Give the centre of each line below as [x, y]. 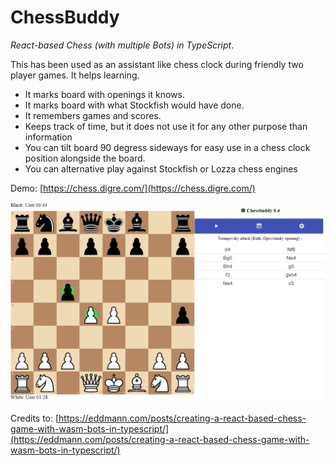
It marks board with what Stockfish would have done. [134, 105]
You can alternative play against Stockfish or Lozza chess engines [161, 168]
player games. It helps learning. [75, 75]
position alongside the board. [85, 158]
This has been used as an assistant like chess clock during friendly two [157, 64]
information [48, 137]
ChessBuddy [65, 17]
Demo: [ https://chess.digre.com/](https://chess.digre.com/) [133, 188]
